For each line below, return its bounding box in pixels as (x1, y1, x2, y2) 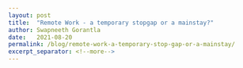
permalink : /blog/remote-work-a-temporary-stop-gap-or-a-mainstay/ (8, 41, 236, 48)
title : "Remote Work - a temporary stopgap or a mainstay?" (8, 19, 215, 27)
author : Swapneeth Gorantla (8, 26, 101, 34)
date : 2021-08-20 (8, 33, 73, 41)
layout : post (8, 11, 51, 20)
